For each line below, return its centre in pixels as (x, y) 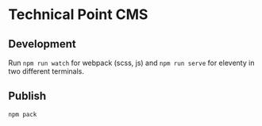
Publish (27, 96)
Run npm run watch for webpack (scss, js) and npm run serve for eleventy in (131, 63)
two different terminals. (46, 71)
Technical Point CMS (78, 15)
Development (42, 44)
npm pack (23, 114)
